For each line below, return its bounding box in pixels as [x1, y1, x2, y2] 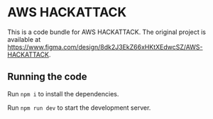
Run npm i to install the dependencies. [7, 89, 119, 98]
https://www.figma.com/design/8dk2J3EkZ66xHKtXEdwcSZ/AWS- [7, 42, 204, 51]
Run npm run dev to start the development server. [7, 103, 151, 112]
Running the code [7, 71, 87, 83]
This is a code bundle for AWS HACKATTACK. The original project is [7, 28, 207, 36]
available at [7, 35, 41, 43]
